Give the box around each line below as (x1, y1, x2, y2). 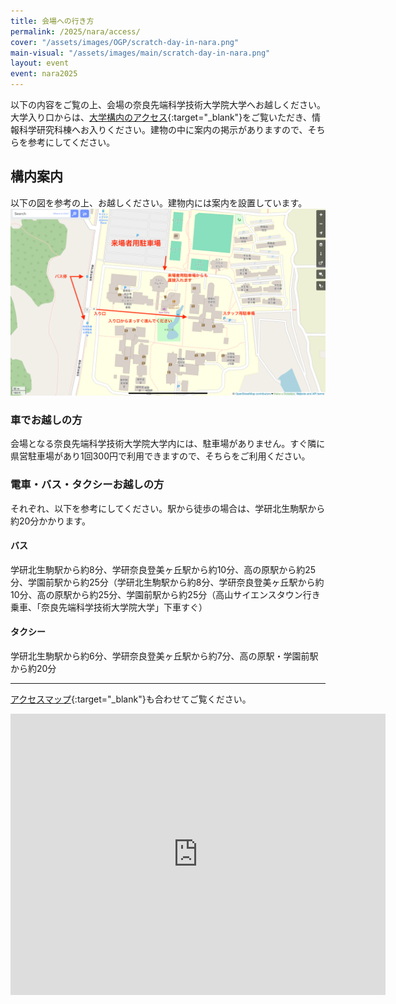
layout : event (10, 58, 70, 69)
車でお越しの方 (10, 413, 83, 427)
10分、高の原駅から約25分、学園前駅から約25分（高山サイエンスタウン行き (10, 588, 321, 600)
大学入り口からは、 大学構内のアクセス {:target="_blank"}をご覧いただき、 (10, 111, 313, 123)
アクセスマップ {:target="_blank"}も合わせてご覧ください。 (10, 693, 252, 705)
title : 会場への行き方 (10, 16, 95, 26)
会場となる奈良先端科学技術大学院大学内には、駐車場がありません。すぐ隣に (10, 438, 326, 450)
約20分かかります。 (10, 515, 91, 527)
